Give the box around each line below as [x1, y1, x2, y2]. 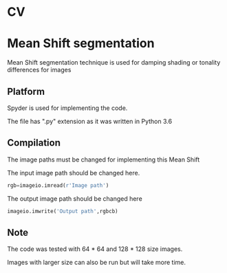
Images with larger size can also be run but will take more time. [7, 259, 186, 267]
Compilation [7, 137, 61, 149]
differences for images [7, 66, 72, 74]
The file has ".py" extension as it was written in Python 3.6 [7, 117, 173, 125]
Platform [7, 85, 45, 97]
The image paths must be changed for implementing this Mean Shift [7, 155, 200, 164]
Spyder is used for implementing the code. [7, 104, 128, 112]
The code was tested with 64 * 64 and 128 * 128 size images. [7, 245, 183, 253]
